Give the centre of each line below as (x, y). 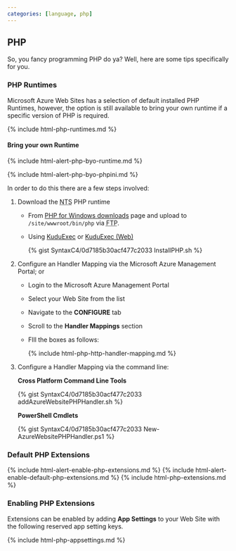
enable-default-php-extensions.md (58, 478)
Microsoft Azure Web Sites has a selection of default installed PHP (104, 100)
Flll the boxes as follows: (64, 340)
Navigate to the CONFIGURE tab (74, 312)
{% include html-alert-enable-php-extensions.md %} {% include (101, 470)
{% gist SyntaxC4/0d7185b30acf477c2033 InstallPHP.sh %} (115, 250)
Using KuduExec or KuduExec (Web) (81, 236)
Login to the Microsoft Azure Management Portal (99, 285)
